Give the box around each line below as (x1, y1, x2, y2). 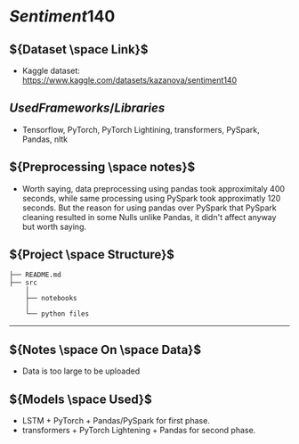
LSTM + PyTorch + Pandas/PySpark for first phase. (21, 415, 211, 426)
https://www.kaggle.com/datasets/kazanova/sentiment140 (21, 75, 238, 86)
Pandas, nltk (21, 134, 69, 144)
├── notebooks (25, 294, 77, 303)
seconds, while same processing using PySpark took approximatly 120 (21, 193, 281, 203)
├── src (9, 278, 38, 287)
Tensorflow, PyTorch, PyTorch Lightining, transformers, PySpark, (21, 124, 260, 135)
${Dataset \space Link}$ (9, 42, 149, 57)
